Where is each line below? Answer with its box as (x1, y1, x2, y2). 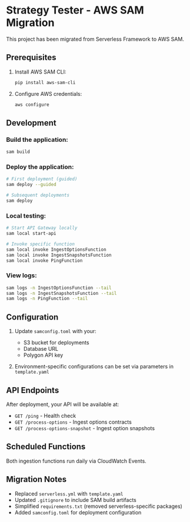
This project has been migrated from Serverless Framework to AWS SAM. (6, 35, 184, 42)
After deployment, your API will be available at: (6, 401, 119, 408)
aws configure (14, 101, 49, 108)
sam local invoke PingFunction (6, 257, 83, 264)
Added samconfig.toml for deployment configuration (14, 508, 142, 516)
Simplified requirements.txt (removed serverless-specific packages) (14, 503, 182, 510)
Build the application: (6, 135, 69, 144)
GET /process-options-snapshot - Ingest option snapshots (14, 424, 155, 431)
